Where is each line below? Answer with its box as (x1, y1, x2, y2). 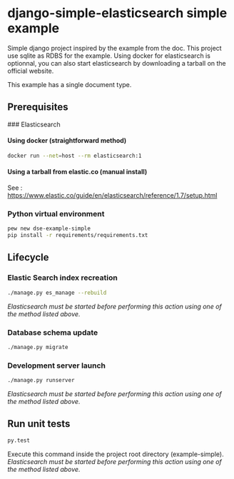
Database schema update (7, 327, 98, 337)
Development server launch (7, 360, 106, 370)
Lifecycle (7, 251, 49, 263)
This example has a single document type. (7, 80, 132, 89)
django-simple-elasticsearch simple (7, 5, 228, 21)
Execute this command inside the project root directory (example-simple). (7, 450, 224, 458)
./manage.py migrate (7, 343, 69, 351)
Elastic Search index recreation (7, 273, 118, 283)
